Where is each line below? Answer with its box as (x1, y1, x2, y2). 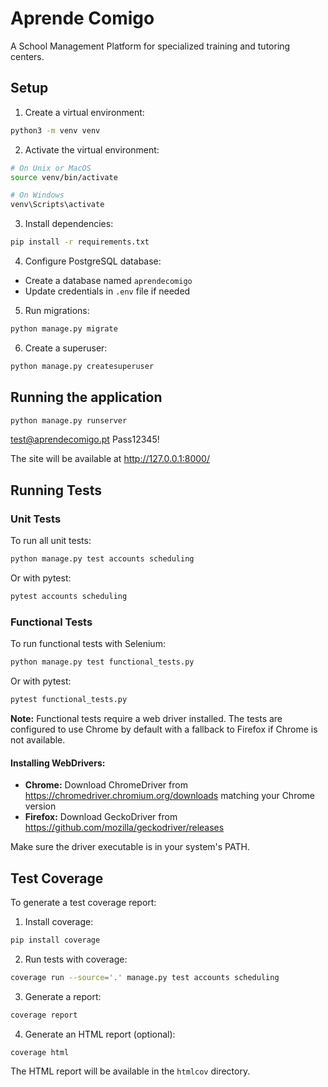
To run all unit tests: (10, 535, 92, 547)
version (24, 800, 57, 812)
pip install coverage (10, 935, 101, 945)
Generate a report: (24, 990, 102, 1002)
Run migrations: (24, 305, 90, 316)
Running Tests (10, 482, 102, 499)
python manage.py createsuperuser (10, 361, 155, 371)
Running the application (10, 389, 163, 406)
